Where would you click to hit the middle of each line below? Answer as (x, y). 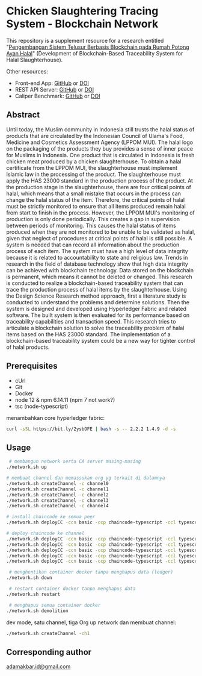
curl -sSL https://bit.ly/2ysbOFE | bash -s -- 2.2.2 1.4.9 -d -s (91, 429)
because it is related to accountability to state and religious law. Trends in (97, 257)
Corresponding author (49, 652)
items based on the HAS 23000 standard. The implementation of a (88, 334)
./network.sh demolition (37, 611)
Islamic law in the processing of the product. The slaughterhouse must (94, 174)
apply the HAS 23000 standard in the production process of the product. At (100, 180)
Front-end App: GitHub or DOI (52, 83)
